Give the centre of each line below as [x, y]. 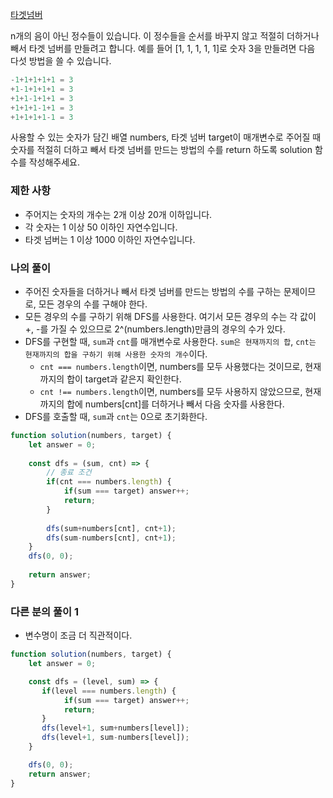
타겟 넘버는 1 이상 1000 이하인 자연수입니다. [110, 239]
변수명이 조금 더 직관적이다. [78, 635]
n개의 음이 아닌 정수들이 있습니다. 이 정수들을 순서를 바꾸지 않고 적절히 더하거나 [165, 36]
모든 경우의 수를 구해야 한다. [93, 304]
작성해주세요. [54, 162]
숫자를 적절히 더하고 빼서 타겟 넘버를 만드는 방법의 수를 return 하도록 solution [161, 150]
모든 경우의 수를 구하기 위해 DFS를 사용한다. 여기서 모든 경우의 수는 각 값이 [170, 316]
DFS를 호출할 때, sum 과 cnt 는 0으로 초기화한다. [116, 416]
